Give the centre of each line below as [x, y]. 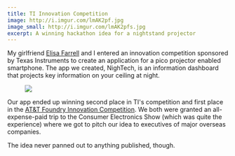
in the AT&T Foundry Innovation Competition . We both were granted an [109, 110]
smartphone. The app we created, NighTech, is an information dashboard [113, 68]
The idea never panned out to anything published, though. [91, 146]
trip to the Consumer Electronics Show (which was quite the [135, 117]
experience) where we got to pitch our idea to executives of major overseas [116, 125]
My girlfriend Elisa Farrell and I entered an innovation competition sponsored [118, 53]
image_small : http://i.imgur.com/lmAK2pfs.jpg [76, 27]
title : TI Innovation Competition [58, 14]
